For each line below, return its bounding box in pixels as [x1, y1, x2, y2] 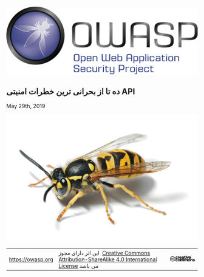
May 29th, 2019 [6, 102, 46, 109]
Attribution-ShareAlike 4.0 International [58, 256, 157, 263]
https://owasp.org [8, 256, 53, 263]
